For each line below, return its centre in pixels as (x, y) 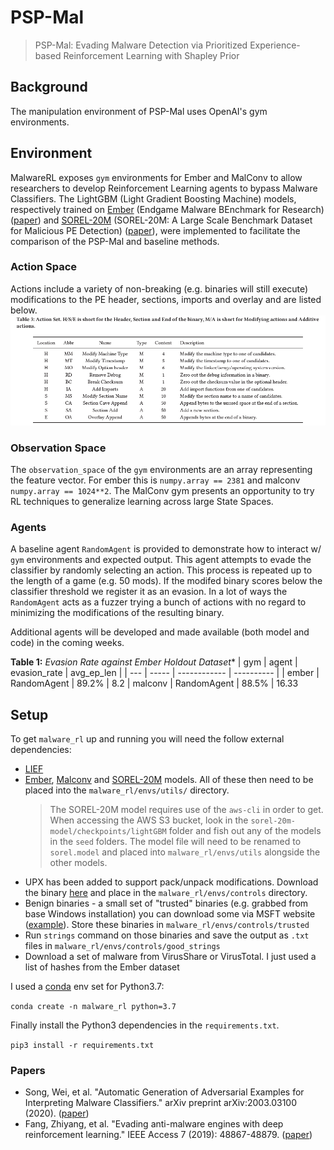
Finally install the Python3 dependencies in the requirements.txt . (145, 1025)
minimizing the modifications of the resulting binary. (117, 613)
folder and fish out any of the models (245, 831)
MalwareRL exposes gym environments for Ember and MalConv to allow (156, 177)
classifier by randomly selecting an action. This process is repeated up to (161, 570)
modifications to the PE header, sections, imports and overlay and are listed (166, 299)
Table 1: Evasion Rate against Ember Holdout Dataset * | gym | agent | (154, 662)
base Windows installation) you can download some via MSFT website (170, 914)
